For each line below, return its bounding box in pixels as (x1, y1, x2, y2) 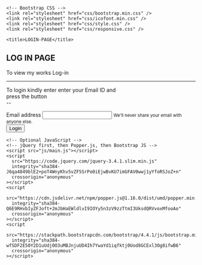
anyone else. (6, 119, 33, 125)
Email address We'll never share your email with (6, 111, 182, 118)
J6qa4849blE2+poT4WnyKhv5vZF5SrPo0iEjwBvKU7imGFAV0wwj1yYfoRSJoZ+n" (6, 169, 182, 175)
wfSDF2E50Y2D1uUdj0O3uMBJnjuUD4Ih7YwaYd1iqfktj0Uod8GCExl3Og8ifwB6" (6, 242, 182, 249)
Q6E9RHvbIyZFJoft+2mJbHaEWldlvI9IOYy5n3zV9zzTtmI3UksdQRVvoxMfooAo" (6, 205, 182, 211)
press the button (6, 93, 47, 100)
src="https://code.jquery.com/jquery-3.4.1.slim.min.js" (11, 158, 158, 164)
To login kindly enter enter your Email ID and (6, 86, 116, 93)
